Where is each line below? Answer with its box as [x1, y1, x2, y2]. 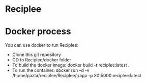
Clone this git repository [12, 52, 61, 57]
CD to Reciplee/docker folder [12, 57, 71, 63]
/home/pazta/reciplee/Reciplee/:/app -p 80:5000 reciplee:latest [12, 73, 142, 79]
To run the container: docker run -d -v [12, 67, 89, 73]
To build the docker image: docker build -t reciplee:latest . [12, 62, 130, 68]
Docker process [5, 26, 71, 37]
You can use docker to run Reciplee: [5, 42, 79, 48]
